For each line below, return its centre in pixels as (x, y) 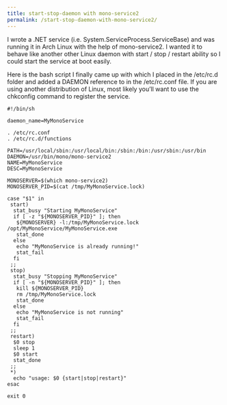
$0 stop (24, 342)
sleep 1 (24, 348)
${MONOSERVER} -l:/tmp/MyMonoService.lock (77, 222)
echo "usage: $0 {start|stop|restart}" (70, 378)
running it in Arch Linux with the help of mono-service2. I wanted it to (105, 47)
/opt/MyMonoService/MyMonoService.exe (62, 228)
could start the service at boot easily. (59, 61)
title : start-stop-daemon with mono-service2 (73, 13)
